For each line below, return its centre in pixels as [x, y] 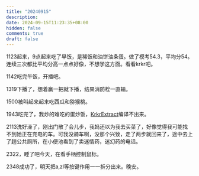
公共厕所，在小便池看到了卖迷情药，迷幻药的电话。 [78, 141]
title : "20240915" [29, 12]
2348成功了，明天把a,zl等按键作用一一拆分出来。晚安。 [74, 167]
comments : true [25, 34]
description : [22, 17]
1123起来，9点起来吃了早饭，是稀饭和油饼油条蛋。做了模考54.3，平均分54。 [99, 56]
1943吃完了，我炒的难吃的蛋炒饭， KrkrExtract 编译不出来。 [78, 114]
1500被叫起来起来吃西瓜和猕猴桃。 [48, 102]
